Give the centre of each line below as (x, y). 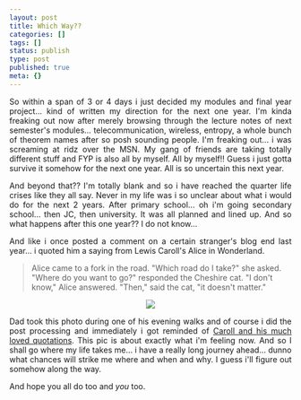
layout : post (34, 17)
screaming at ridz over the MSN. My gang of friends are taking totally (150, 149)
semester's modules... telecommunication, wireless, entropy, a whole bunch (150, 130)
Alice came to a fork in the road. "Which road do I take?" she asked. (156, 268)
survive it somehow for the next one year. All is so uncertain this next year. (147, 168)
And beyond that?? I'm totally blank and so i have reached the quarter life (150, 186)
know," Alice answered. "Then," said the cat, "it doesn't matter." (149, 287)
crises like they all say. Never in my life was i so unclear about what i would (150, 195)
